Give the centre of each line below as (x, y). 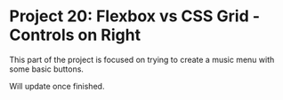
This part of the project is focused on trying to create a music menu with (142, 59)
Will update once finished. (57, 86)
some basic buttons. (47, 69)
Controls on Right (75, 35)
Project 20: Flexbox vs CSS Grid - (135, 16)
